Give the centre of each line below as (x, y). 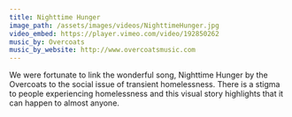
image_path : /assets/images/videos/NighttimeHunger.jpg (114, 26)
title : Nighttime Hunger (55, 17)
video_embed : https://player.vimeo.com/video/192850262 (114, 33)
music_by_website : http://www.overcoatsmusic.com (103, 50)
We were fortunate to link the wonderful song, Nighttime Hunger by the (138, 75)
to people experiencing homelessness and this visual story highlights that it (146, 94)
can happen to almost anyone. (64, 103)
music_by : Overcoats (47, 42)
